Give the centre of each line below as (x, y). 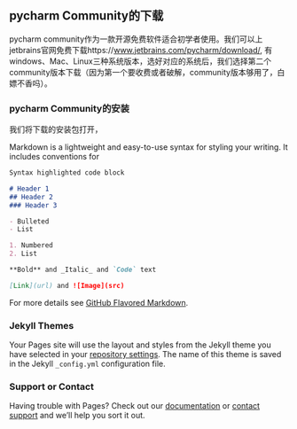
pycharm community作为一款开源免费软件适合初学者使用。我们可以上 (136, 39)
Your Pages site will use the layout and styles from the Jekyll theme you (141, 345)
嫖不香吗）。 (31, 83)
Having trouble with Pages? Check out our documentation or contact (134, 406)
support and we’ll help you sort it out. (77, 416)
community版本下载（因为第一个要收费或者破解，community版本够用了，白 (147, 72)
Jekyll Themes (42, 325)
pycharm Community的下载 (86, 16)
